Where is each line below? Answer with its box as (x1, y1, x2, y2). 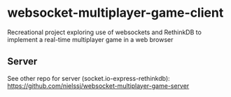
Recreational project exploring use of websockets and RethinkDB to (7, 28, 202, 36)
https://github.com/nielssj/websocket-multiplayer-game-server (7, 82, 190, 90)
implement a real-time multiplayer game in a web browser (7, 35, 174, 43)
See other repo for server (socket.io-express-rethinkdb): (7, 74, 170, 82)
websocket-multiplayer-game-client (7, 5, 224, 21)
